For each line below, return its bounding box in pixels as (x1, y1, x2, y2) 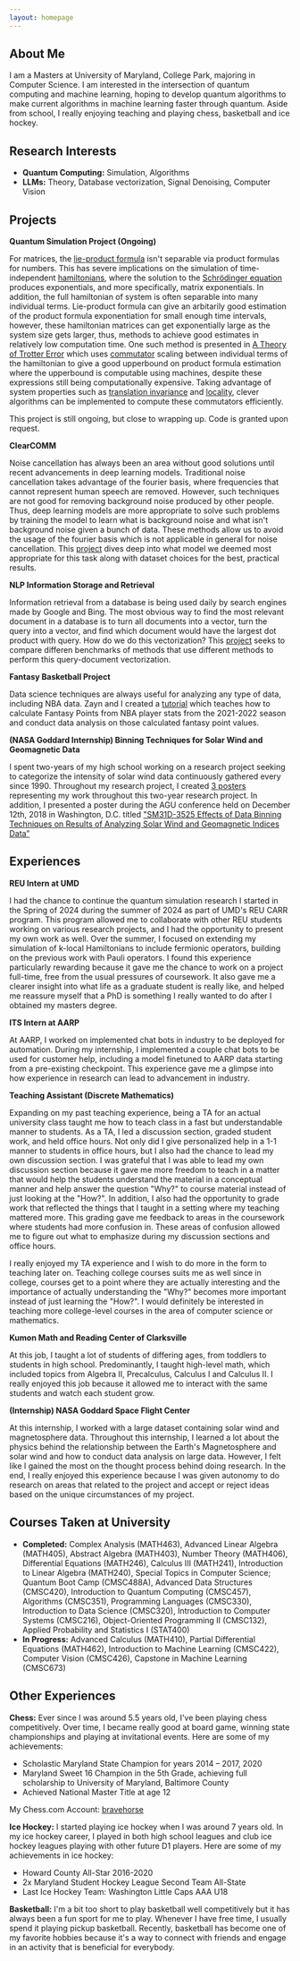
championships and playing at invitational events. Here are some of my (9, 1731, 270, 1742)
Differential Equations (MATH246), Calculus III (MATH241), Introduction (21, 1557, 284, 1568)
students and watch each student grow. (9, 1387, 155, 1398)
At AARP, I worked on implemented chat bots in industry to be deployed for (9, 1034, 286, 1045)
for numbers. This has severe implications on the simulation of (9, 263, 238, 274)
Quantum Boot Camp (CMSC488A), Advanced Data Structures (21, 1577, 253, 1588)
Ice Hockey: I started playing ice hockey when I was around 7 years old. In (9, 1821, 284, 1832)
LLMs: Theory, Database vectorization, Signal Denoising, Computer (21, 176, 271, 188)
